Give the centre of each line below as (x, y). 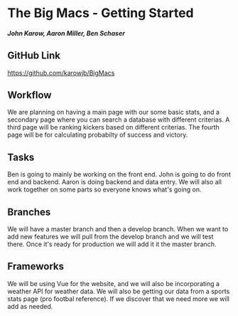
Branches (29, 212)
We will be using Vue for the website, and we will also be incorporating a (114, 283)
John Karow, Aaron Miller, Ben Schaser (66, 33)
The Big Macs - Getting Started (101, 13)
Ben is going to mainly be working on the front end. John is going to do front (119, 174)
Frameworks (36, 267)
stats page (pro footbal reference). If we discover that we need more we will (118, 299)
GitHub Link (34, 56)
